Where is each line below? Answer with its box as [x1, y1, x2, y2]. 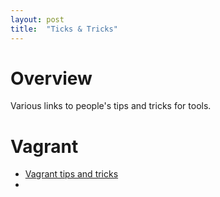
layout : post [10, 14, 65, 25]
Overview [10, 67, 93, 90]
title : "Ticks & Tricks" [10, 24, 118, 34]
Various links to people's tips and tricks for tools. [10, 100, 212, 112]
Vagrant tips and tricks [24, 168, 119, 180]
